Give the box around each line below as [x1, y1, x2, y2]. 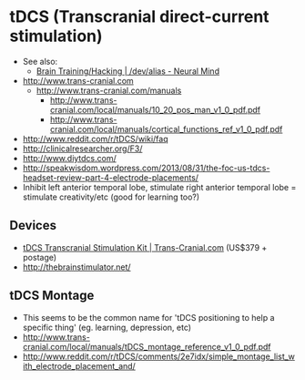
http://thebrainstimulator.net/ [22, 262, 131, 272]
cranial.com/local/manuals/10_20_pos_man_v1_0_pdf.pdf [49, 104, 261, 115]
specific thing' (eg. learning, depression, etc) [22, 322, 192, 333]
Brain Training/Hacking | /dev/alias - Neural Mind [36, 66, 220, 77]
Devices [9, 218, 57, 233]
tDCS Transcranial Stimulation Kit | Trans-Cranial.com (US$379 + [22, 241, 268, 252]
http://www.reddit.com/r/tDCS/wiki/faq [22, 133, 168, 144]
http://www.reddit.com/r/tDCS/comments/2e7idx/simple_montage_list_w [22, 351, 296, 362]
